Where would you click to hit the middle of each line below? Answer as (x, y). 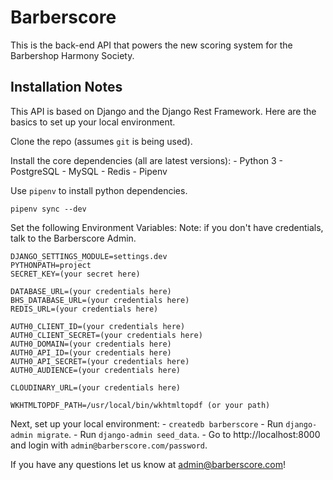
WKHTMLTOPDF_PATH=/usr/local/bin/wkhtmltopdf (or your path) (140, 405)
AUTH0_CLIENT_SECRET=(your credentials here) (106, 335)
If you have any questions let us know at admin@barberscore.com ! (148, 464)
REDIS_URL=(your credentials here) (84, 309)
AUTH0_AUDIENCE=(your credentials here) (96, 370)
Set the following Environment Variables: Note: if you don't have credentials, (167, 227)
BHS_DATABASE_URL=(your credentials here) (100, 300)
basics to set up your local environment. (93, 122)
